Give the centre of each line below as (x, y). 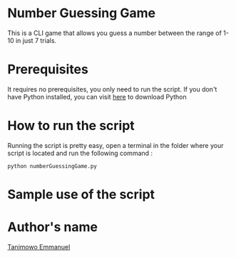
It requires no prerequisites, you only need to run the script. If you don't (112, 89)
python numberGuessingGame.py (52, 166)
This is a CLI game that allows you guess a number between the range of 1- (118, 33)
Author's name (53, 227)
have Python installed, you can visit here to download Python (97, 96)
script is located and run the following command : (80, 153)
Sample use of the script (81, 194)
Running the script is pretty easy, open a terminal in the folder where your (116, 145)
